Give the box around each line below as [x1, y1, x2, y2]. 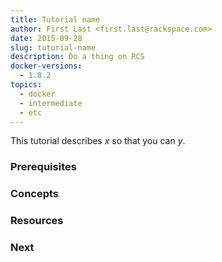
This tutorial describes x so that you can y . [10, 135, 186, 147]
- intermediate [19, 98, 83, 108]
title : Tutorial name [10, 14, 101, 25]
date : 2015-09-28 [10, 33, 83, 43]
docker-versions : [10, 61, 83, 71]
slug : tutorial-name [10, 42, 97, 53]
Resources [10, 214, 64, 228]
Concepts [10, 187, 60, 201]
